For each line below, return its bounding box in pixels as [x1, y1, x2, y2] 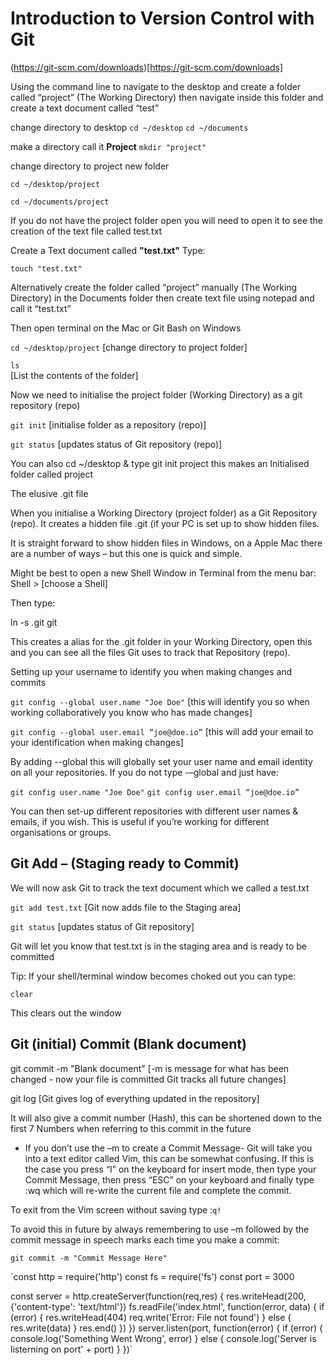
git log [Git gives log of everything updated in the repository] [10, 1092, 260, 1104]
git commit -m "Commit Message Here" [10, 1253, 168, 1263]
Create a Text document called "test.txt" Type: [10, 244, 206, 256]
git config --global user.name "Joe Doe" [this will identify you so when [10, 695, 310, 707]
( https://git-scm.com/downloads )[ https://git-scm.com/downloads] [10, 61, 284, 73]
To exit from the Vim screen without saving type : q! [10, 1203, 222, 1216]
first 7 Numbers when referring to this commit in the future [10, 1122, 252, 1134]
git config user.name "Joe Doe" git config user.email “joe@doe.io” [10, 787, 300, 797]
